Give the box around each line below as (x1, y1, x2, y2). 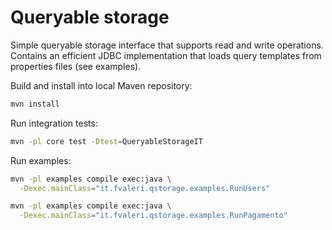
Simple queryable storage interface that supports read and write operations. (10, 39, 324, 51)
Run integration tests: (10, 117, 98, 129)
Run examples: (10, 154, 72, 166)
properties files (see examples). (10, 60, 142, 72)
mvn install (10, 99, 60, 109)
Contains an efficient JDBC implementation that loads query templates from (10, 49, 322, 61)
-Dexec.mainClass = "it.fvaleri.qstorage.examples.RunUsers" (19, 183, 271, 193)
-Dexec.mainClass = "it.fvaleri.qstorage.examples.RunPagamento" (19, 211, 288, 221)
